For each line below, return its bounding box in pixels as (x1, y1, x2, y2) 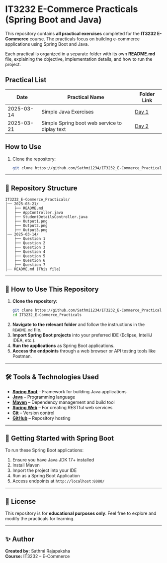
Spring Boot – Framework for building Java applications (12, 388, 127, 394)
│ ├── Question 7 (5, 262, 46, 267)
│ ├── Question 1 (5, 236, 46, 241)
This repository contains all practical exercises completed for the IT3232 (5, 30, 157, 36)
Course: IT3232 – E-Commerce (5, 554, 70, 560)
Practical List (5, 76, 47, 84)
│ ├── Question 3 (5, 245, 46, 250)
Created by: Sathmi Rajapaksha (5, 548, 71, 554)
